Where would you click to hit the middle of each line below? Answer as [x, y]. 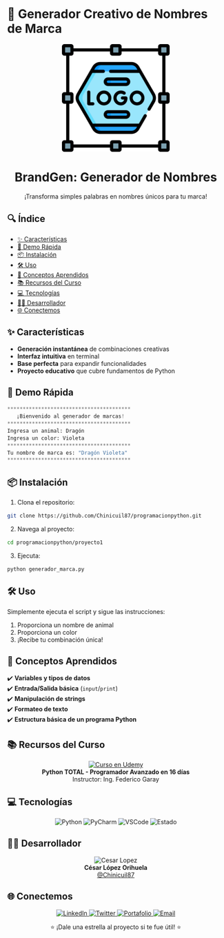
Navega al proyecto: [45, 529]
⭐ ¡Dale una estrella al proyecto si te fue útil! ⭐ [116, 927]
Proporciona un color [47, 632]
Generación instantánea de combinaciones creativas [93, 349]
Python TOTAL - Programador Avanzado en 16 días [116, 772]
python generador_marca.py [46, 569]
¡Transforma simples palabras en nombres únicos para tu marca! [116, 196]
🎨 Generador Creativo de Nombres [108, 14]
